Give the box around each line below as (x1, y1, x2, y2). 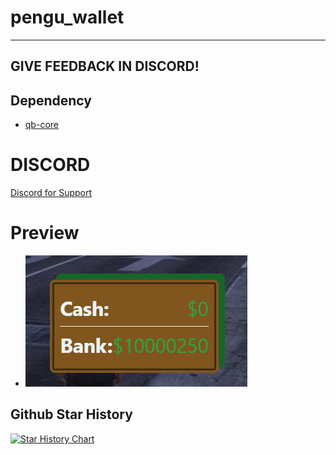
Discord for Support (10, 187, 93, 199)
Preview (10, 222, 80, 245)
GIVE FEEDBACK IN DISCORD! (10, 58, 200, 75)
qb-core (24, 119, 59, 131)
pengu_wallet (10, 6, 125, 29)
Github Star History (10, 406, 133, 423)
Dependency (10, 92, 92, 109)
